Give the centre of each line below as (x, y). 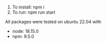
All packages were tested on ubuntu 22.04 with (53, 22)
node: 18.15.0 (25, 31)
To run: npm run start (34, 12)
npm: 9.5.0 (23, 36)
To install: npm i (28, 7)
